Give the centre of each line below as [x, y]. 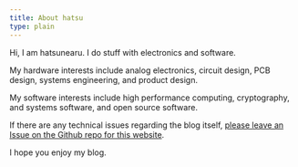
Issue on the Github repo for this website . [87, 134]
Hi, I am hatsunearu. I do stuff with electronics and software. [123, 52]
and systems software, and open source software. [104, 107]
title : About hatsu [46, 18]
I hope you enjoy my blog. [58, 152]
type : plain [32, 26]
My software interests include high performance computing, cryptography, [149, 98]
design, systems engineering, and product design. [104, 79]
